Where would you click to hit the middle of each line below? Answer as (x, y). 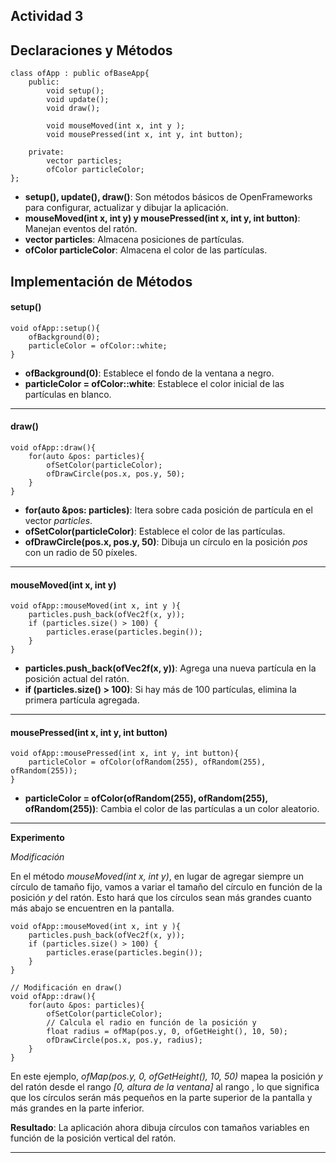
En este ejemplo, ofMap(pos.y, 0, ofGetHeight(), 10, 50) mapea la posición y (166, 1076)
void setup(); (75, 91)
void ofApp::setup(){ (55, 328)
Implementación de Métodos (101, 281)
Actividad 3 (47, 16)
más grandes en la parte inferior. (77, 1108)
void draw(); (73, 109)
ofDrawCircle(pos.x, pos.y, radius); (124, 1040)
